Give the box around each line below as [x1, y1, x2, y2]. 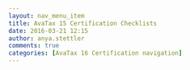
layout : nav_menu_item [8, 11, 85, 20]
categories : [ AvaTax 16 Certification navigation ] [8, 49, 183, 57]
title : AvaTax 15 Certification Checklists [8, 19, 158, 27]
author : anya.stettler [8, 34, 85, 43]
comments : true [8, 42, 60, 50]
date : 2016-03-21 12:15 [8, 27, 89, 35]
